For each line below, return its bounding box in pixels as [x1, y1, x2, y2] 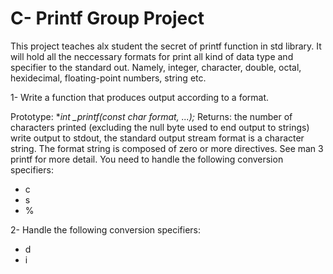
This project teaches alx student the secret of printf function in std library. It [10, 40, 322, 52]
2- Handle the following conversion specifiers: [10, 223, 202, 236]
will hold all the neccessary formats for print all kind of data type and [10, 50, 294, 62]
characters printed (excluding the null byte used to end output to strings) [10, 121, 310, 133]
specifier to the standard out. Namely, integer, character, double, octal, [10, 61, 302, 73]
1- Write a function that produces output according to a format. [10, 91, 270, 103]
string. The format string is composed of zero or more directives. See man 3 [10, 142, 324, 154]
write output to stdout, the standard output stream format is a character [10, 132, 305, 144]
